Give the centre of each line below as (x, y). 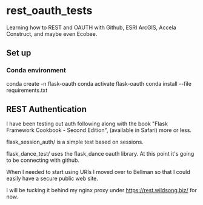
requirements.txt (27, 90)
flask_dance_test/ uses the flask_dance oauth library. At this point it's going (100, 154)
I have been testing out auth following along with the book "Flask (87, 124)
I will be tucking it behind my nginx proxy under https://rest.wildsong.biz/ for (101, 190)
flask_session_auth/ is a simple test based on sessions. (75, 142)
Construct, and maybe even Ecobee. (52, 33)
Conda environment (36, 71)
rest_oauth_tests (49, 11)
